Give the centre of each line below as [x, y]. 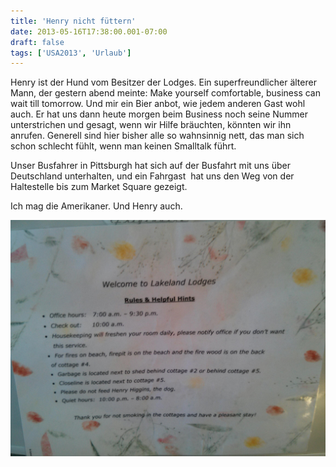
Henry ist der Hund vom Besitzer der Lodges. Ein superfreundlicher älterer [163, 82]
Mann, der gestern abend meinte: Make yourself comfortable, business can [165, 93]
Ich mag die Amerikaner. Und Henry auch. [96, 206]
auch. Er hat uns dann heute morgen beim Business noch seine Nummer [159, 114]
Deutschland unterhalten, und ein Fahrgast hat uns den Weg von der [152, 176]
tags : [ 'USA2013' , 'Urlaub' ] [71, 53]
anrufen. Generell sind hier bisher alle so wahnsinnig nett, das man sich [157, 136]
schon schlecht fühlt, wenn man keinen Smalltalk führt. [123, 146]
